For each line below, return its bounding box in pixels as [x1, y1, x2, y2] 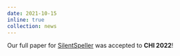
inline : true [7, 16, 45, 23]
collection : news [7, 23, 57, 29]
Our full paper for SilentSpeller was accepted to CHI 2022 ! [7, 42, 174, 50]
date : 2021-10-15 [7, 10, 57, 17]
